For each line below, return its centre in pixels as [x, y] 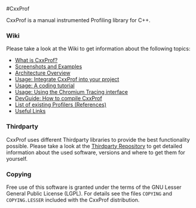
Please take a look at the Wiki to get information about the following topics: [98, 49]
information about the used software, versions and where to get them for [96, 152]
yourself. [17, 158]
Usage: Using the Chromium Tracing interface [71, 92]
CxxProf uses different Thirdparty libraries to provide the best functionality [98, 139]
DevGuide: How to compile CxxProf [59, 99]
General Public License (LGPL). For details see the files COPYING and [89, 193]
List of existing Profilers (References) [60, 105]
